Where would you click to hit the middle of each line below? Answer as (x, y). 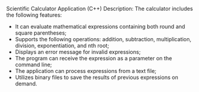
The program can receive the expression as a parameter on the (93, 58)
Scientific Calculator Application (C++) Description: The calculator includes (99, 9)
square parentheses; (41, 33)
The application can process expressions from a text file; (86, 71)
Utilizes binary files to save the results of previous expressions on (96, 77)
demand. (26, 84)
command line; (33, 65)
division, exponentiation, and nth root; (62, 45)
